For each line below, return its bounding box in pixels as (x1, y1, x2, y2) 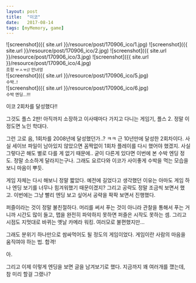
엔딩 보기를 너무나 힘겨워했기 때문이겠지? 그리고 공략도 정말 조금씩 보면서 (12, 184, 179, 191)
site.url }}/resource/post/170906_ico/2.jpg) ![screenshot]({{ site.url (6, 47, 167, 54)
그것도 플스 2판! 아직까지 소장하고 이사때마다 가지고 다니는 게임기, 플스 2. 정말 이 (6, 115, 190, 122)
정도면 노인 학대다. (6, 122, 49, 129)
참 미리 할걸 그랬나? (6, 271, 51, 278)
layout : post (6, 8, 38, 15)
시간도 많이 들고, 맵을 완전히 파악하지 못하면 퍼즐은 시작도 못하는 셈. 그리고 (16, 212, 187, 219)
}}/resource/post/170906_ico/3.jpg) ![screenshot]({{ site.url (6, 53, 149, 60)
